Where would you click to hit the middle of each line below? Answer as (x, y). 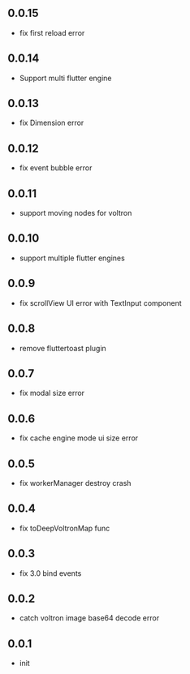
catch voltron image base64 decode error (89, 618)
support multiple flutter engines (72, 258)
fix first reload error (52, 32)
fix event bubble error (56, 168)
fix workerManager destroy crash (75, 483)
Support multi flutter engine (65, 78)
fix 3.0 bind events (50, 573)
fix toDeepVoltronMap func (65, 528)
